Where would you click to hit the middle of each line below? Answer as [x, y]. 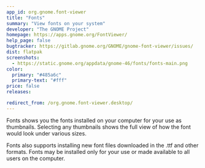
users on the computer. [36, 158]
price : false [23, 86]
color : [15, 69]
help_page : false [29, 40]
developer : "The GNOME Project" [48, 29]
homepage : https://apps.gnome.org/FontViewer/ [67, 35]
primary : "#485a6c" [37, 75]
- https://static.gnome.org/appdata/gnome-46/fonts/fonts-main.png [100, 63]
